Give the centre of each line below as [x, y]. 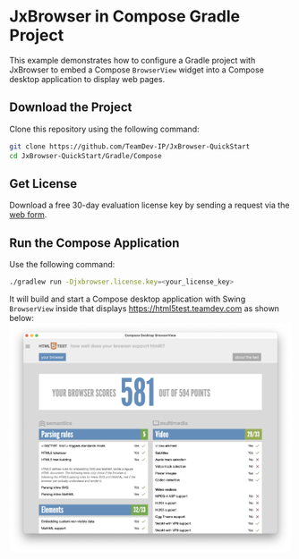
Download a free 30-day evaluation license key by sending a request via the [149, 205]
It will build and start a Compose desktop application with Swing [128, 299]
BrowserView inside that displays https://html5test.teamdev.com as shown [145, 309]
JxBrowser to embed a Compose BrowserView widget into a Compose [137, 70]
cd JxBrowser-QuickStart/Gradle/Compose [86, 156]
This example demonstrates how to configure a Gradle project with [132, 60]
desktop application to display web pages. [87, 79]
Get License [43, 184]
